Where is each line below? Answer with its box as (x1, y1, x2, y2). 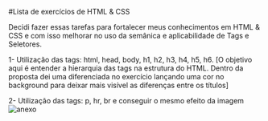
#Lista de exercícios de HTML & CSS (8, 7, 130, 16)
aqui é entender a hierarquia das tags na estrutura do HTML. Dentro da (8, 63, 244, 73)
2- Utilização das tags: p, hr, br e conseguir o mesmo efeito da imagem (8, 96, 244, 105)
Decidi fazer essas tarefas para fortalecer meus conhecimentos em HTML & (8, 22, 260, 31)
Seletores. (8, 39, 43, 49)
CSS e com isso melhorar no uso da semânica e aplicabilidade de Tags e (8, 31, 249, 40)
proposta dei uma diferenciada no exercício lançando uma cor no (8, 72, 225, 81)
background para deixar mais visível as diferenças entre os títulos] (8, 80, 229, 90)
